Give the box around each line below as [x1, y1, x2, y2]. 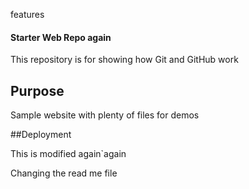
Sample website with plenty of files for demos [10, 109, 200, 121]
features [10, 9, 45, 20]
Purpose [10, 82, 65, 99]
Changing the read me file [10, 167, 118, 179]
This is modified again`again [10, 148, 127, 160]
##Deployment [10, 129, 72, 141]
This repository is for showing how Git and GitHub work [10, 54, 239, 66]
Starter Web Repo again [10, 31, 112, 43]
